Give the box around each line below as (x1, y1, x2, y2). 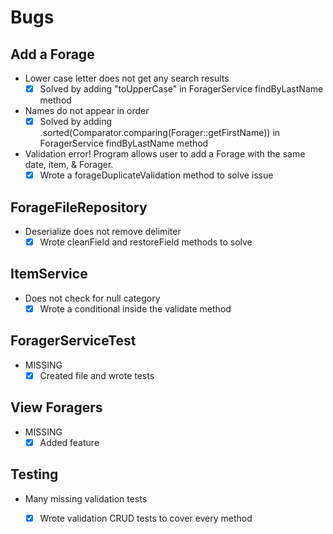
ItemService (10, 266, 88, 283)
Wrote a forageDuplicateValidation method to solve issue (39, 169, 274, 181)
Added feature (39, 436, 100, 448)
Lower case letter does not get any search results (24, 72, 230, 84)
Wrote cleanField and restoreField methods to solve (39, 236, 253, 248)
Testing (10, 466, 59, 483)
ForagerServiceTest (10, 332, 137, 350)
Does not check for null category (24, 292, 161, 304)
